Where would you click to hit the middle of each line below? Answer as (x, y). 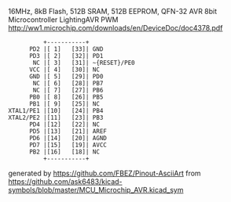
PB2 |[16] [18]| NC (64, 152)
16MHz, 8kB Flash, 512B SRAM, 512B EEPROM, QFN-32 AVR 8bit (113, 11)
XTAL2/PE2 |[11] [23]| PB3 (56, 117)
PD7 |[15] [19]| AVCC (68, 145)
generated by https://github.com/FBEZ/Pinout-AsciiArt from (105, 173)
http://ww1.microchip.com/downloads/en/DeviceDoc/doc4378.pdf (115, 28)
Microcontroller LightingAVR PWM (63, 20)
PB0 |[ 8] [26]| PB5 (66, 97)
